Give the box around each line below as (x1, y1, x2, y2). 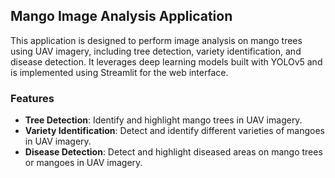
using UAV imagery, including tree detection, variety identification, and (10, 45, 302, 57)
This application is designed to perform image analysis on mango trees (10, 34, 303, 46)
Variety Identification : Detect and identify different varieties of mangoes (24, 125, 325, 137)
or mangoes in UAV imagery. (24, 157, 143, 169)
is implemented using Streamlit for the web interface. (10, 66, 229, 78)
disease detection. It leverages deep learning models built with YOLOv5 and (10, 55, 323, 68)
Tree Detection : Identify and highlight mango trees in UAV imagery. (24, 114, 303, 126)
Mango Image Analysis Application (10, 8, 233, 25)
